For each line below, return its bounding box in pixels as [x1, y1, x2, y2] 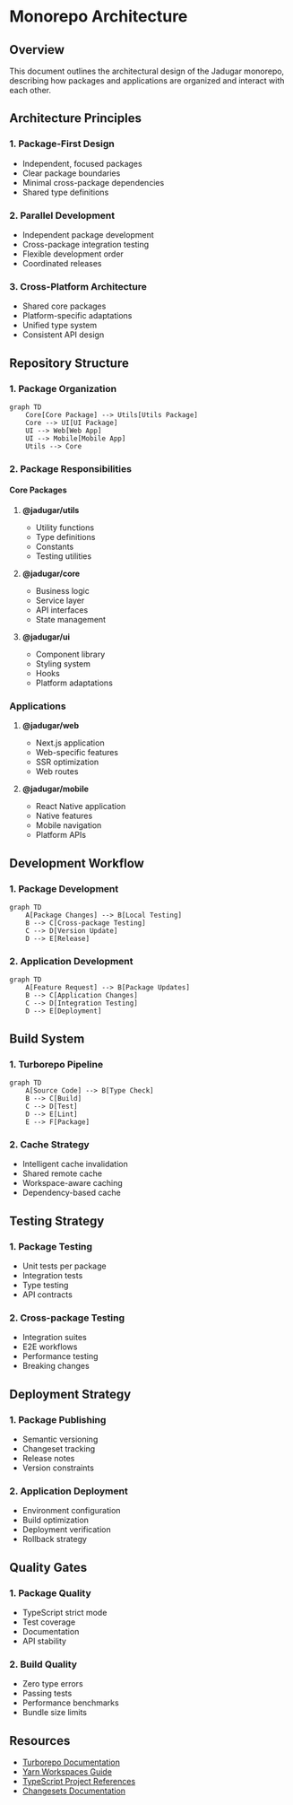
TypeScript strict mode [22, 1608, 108, 1618]
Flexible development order [22, 249, 124, 259]
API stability [22, 1635, 67, 1647]
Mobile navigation [35, 820, 102, 831]
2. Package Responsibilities [9, 462, 133, 475]
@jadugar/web [22, 720, 80, 731]
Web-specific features [35, 747, 119, 758]
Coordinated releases [22, 257, 102, 268]
